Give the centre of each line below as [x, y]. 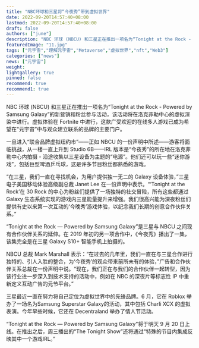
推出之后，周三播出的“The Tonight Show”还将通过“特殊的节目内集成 [105, 331]
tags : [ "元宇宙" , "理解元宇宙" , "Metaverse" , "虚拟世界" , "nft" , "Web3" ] [87, 51]
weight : [16, 67]
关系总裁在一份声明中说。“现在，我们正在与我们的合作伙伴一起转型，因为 [101, 269]
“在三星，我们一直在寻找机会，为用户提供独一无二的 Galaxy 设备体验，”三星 [98, 177]
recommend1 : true [28, 89]
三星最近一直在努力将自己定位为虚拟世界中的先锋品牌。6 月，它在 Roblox [96, 296]
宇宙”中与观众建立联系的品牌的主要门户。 [75, 129]
